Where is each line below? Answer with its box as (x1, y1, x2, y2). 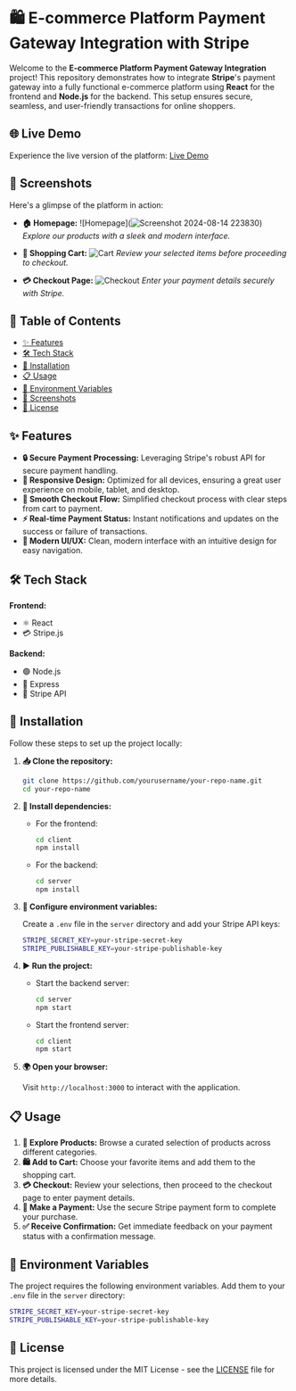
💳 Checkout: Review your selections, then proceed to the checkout (21, 1180, 273, 1190)
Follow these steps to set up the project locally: (9, 738, 183, 749)
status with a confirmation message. (21, 1231, 156, 1242)
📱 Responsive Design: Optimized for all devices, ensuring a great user (21, 475, 282, 485)
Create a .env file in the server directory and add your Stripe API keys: (21, 919, 281, 930)
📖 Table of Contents (9, 313, 121, 328)
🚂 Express (21, 679, 60, 689)
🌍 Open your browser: (21, 1062, 109, 1072)
